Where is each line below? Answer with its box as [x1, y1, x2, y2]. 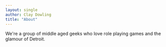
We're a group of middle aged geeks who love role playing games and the [5, 31, 161, 37]
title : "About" [5, 17, 38, 22]
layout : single [5, 7, 38, 13]
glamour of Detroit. [5, 36, 45, 42]
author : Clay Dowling [5, 12, 52, 17]
